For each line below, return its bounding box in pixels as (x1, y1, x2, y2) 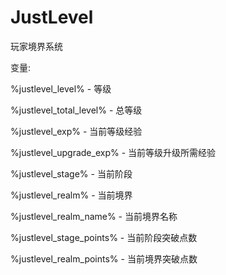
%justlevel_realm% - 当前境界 (10, 189, 133, 201)
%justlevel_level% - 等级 (10, 82, 112, 95)
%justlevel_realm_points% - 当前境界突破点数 (10, 252, 198, 265)
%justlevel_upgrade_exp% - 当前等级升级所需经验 (10, 146, 217, 158)
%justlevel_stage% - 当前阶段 (10, 167, 133, 180)
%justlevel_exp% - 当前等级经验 (10, 125, 143, 137)
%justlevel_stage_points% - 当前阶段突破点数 (10, 231, 198, 243)
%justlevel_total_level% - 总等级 (10, 104, 143, 116)
